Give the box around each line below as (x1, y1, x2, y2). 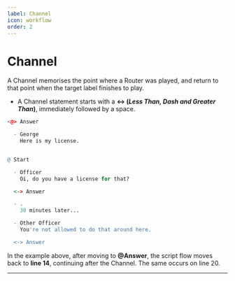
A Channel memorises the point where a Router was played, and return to (7, 76, 219, 85)
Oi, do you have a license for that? (20, 175, 130, 182)
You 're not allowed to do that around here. (20, 226, 152, 233)
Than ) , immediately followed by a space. (17, 105, 136, 113)
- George (13, 131, 39, 138)
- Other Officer (13, 219, 61, 227)
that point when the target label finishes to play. (7, 84, 145, 92)
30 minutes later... (20, 207, 80, 214)
